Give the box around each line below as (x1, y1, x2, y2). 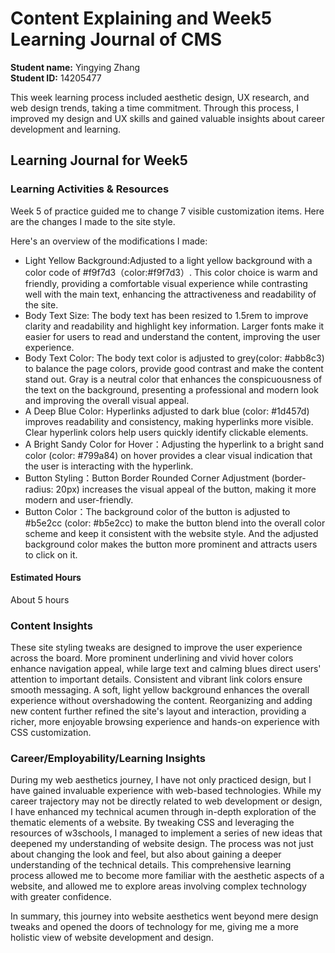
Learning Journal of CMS (10, 28, 222, 51)
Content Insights (10, 618, 93, 632)
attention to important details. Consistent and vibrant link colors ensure (10, 673, 303, 686)
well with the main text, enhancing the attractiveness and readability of (24, 288, 317, 300)
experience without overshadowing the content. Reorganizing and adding (10, 695, 313, 707)
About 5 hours (10, 593, 70, 606)
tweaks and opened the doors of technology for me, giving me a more (10, 921, 299, 933)
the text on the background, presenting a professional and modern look (24, 383, 319, 396)
